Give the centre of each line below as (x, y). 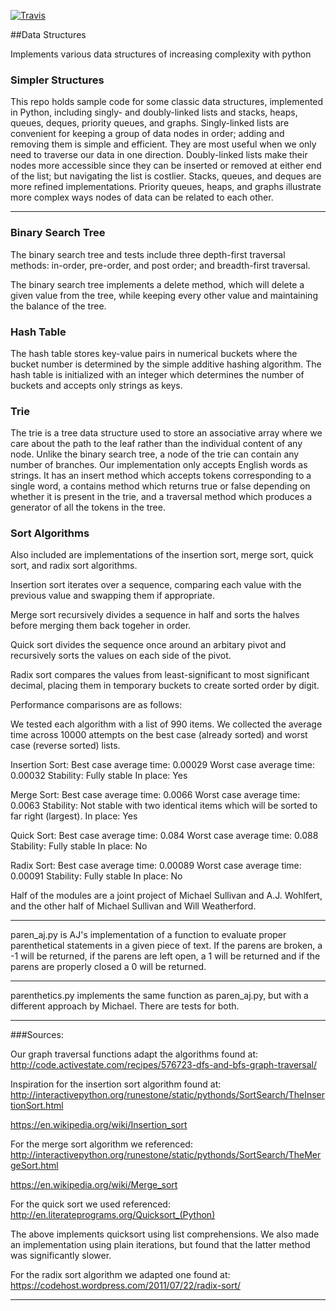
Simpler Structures (57, 80)
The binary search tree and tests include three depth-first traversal (148, 254)
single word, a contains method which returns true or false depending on (160, 486)
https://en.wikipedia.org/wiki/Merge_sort (94, 1185)
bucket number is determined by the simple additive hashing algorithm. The (166, 364)
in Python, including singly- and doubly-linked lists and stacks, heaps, (154, 112)
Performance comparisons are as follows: (96, 705)
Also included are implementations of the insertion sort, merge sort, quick (162, 555)
